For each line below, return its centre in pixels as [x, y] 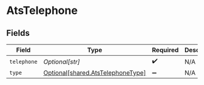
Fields [18, 33]
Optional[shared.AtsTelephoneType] [95, 73]
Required [165, 50]
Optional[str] [62, 61]
